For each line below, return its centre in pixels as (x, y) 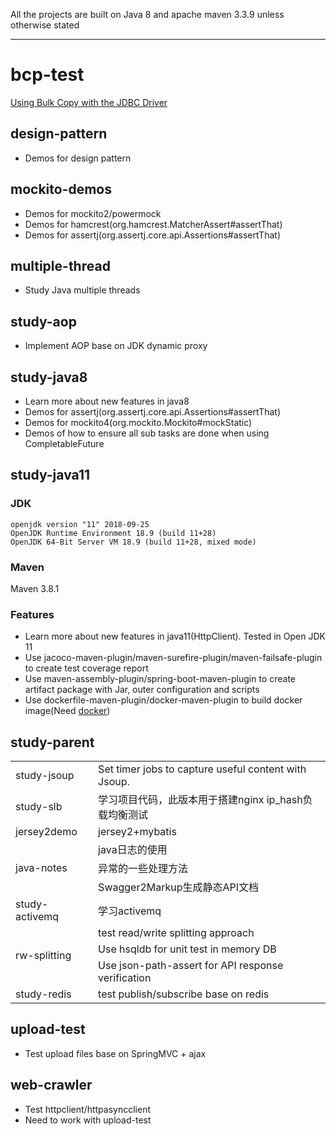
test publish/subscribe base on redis (184, 994)
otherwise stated (45, 25)
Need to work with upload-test (88, 1120)
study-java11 (50, 475)
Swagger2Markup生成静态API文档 (179, 887)
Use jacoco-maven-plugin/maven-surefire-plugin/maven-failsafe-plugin (173, 658)
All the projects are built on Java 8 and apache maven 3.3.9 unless (147, 14)
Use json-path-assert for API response (191, 966)
